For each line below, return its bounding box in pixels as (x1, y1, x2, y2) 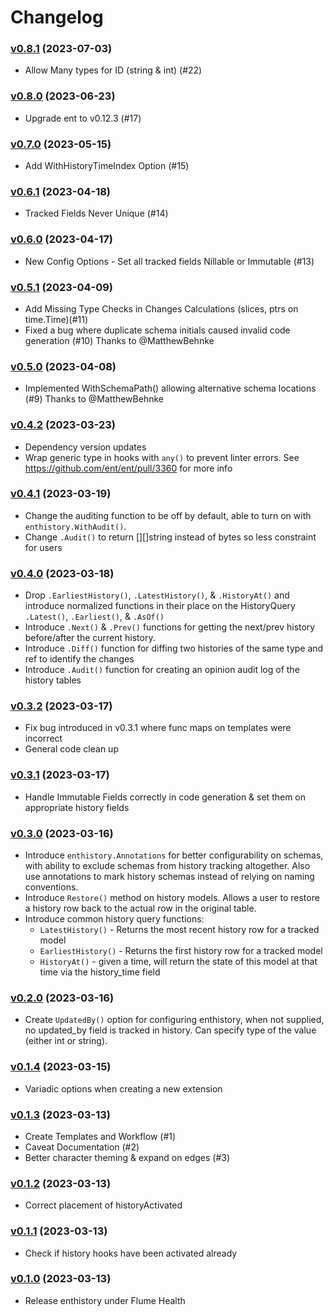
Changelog (10, 6, 104, 29)
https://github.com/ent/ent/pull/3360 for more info (24, 462, 233, 474)
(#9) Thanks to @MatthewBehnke (24, 393, 164, 405)
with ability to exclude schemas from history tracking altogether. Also (24, 860, 311, 872)
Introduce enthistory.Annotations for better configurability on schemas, (24, 849, 324, 861)
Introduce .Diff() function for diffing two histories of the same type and (24, 642, 324, 655)
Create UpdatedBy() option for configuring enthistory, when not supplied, (24, 1014, 325, 1026)
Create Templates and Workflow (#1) (24, 1130, 177, 1142)
